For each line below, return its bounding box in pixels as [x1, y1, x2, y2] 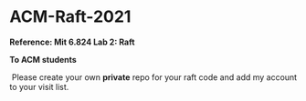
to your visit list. [9, 81, 69, 92]
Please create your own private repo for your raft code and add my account [11, 71, 298, 83]
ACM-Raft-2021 [9, 6, 132, 27]
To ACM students [9, 54, 78, 65]
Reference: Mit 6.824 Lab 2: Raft [9, 36, 135, 47]
